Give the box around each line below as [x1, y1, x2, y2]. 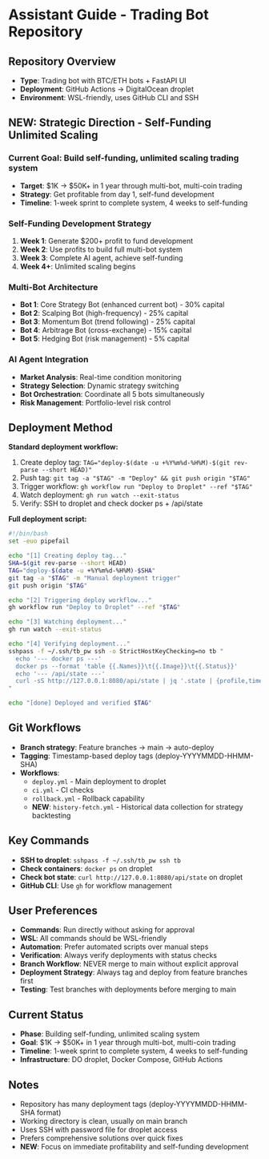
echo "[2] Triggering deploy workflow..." [8, 596, 152, 604]
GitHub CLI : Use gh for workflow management [19, 880, 172, 890]
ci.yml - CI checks [31, 785, 94, 794]
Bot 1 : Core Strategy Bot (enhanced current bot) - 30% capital [19, 300, 225, 309]
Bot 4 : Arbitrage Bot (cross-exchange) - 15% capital [19, 325, 192, 335]
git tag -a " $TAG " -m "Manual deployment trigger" [8, 574, 181, 582]
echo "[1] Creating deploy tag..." [8, 551, 127, 560]
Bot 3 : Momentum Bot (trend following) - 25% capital [19, 317, 196, 326]
